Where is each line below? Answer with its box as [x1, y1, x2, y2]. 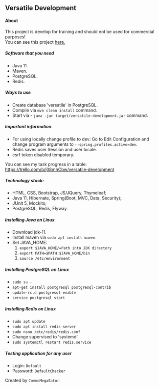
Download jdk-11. [12, 229, 46, 235]
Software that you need [5, 50, 54, 56]
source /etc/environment [19, 256, 70, 261]
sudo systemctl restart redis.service [12, 340, 91, 345]
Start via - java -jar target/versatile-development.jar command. [12, 112, 148, 118]
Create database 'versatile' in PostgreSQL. [12, 102, 98, 108]
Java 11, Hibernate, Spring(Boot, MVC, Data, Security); [12, 195, 122, 201]
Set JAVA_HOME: [12, 240, 47, 246]
